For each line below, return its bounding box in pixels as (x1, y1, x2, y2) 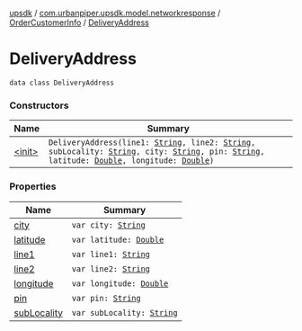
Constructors (9, 99, 69, 112)
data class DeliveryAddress (9, 78, 115, 87)
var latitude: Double (71, 234, 164, 245)
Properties (9, 180, 57, 192)
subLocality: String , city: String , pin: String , (48, 147, 265, 157)
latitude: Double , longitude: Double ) (48, 156, 215, 165)
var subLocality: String (71, 308, 178, 318)
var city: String (71, 219, 146, 230)
